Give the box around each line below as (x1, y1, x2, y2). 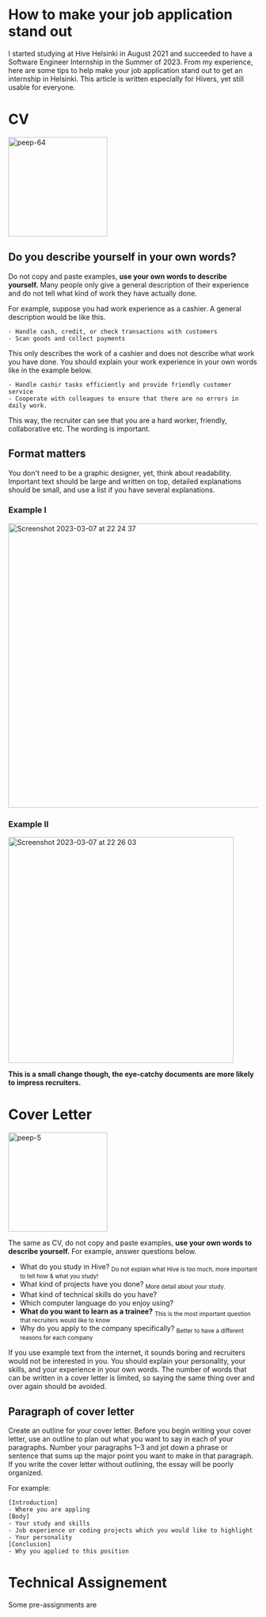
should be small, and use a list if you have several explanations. (8, 484, 215, 494)
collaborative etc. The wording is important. (8, 423, 150, 434)
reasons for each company (19, 1334, 93, 1342)
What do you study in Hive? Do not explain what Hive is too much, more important (19, 1262, 258, 1273)
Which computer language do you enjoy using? (19, 1298, 174, 1307)
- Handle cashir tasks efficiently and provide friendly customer (8, 380, 232, 388)
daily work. (8, 401, 47, 410)
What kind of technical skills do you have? (19, 1289, 158, 1299)
